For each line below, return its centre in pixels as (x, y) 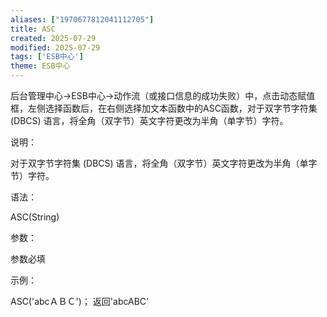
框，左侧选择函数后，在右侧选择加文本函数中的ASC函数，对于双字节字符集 (164, 108)
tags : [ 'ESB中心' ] (47, 57)
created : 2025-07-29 (53, 38)
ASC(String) (35, 217)
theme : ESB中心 (40, 66)
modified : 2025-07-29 (55, 47)
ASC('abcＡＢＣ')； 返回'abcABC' (80, 301)
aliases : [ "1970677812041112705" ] (82, 19)
